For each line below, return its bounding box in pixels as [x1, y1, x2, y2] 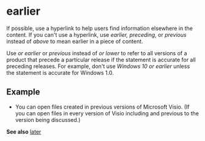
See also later [6, 128, 42, 135]
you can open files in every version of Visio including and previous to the [15, 109, 199, 117]
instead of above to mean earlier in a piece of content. [6, 37, 144, 45]
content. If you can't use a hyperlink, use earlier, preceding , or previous [6, 31, 187, 38]
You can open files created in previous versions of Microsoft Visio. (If [15, 103, 190, 110]
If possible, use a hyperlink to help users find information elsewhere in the [6, 25, 193, 32]
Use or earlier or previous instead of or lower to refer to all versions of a [6, 49, 188, 56]
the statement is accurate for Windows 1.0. [6, 69, 114, 76]
